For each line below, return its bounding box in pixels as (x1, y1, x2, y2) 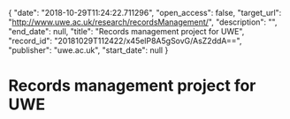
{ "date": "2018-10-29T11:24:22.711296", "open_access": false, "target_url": (8, 8, 282, 18)
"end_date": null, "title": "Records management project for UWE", (8, 26, 245, 36)
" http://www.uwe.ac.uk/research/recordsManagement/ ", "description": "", (8, 17, 278, 27)
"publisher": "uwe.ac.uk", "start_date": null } (8, 45, 169, 56)
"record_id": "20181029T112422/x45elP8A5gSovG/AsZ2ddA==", (8, 35, 242, 46)
